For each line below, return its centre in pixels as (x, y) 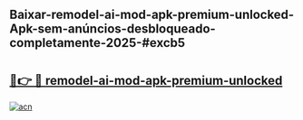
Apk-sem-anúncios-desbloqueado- (112, 29)
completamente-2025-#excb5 (98, 43)
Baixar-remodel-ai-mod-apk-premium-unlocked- (152, 15)
